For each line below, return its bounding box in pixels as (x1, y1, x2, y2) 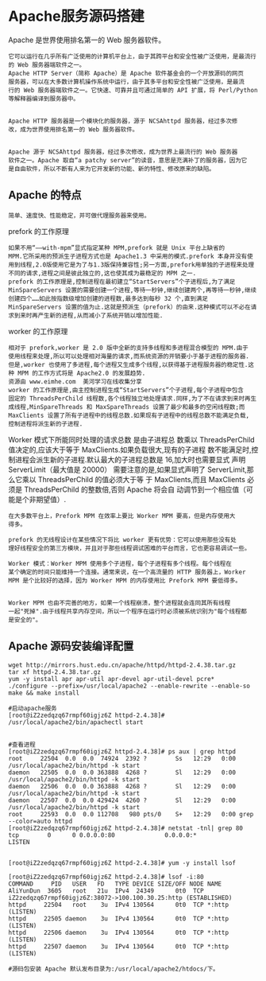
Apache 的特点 (8, 189, 82, 202)
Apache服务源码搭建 (8, 7, 145, 25)
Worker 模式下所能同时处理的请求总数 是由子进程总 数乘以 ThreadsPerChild (8, 434, 256, 444)
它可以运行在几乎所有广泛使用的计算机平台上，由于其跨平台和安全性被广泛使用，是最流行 (8, 53, 256, 60)
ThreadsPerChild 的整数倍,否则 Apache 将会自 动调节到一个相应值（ (23, 485, 247, 494)
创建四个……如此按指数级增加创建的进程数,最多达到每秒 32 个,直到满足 (8, 294, 209, 302)
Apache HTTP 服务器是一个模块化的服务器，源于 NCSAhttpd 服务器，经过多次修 (8, 117, 238, 125)
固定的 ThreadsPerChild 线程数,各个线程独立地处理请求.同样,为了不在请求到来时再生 (8, 395, 256, 403)
